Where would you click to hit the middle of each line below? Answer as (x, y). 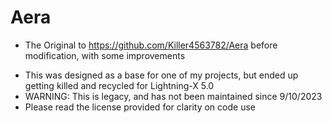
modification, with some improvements (105, 55)
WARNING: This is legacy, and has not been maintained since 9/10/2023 (173, 96)
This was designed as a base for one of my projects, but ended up (161, 75)
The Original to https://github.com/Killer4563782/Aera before (151, 45)
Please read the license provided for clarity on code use (140, 107)
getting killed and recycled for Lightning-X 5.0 (119, 85)
